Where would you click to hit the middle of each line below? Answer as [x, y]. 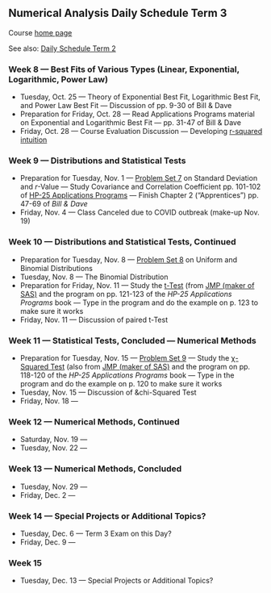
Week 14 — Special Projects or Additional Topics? [107, 516]
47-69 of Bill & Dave [54, 204]
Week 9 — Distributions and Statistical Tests [97, 161]
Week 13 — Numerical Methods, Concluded [95, 469]
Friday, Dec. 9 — [48, 542]
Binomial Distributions [56, 268]
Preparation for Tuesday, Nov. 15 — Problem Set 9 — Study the [125, 358]
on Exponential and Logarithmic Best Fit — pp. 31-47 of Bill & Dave [131, 123]
